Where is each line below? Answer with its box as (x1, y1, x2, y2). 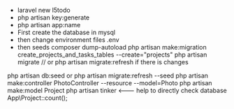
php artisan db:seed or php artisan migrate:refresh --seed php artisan (7, 71, 208, 80)
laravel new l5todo (17, 6, 71, 14)
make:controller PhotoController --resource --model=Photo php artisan (7, 79, 212, 87)
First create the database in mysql (17, 28, 116, 36)
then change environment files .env (17, 36, 120, 44)
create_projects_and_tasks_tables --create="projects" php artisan (17, 50, 207, 59)
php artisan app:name (17, 21, 81, 29)
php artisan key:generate (17, 13, 90, 22)
